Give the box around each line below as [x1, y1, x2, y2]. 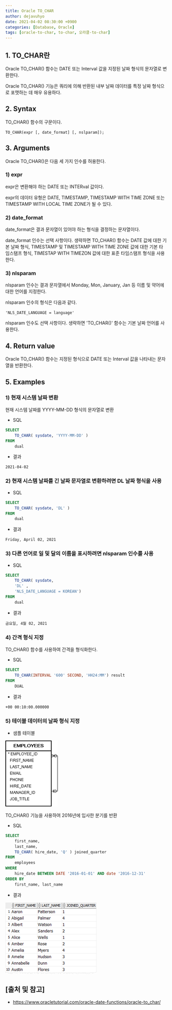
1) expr [5, 171, 23, 178]
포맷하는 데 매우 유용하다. [10, 89, 62, 95]
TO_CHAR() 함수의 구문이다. [5, 119, 63, 125]
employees [14, 860, 36, 865]
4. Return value [5, 341, 55, 350]
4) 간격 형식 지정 [5, 634, 44, 641]
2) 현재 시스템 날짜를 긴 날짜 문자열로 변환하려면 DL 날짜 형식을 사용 [5, 477, 162, 484]
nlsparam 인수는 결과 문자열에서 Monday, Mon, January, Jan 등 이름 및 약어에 [5, 282, 164, 288]
